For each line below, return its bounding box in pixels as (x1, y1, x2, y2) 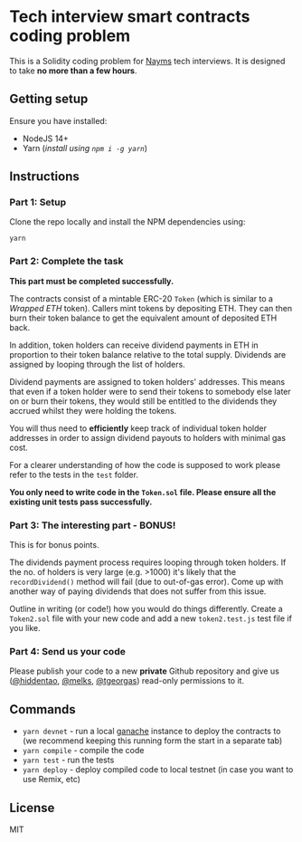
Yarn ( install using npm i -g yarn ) (22, 142, 147, 153)
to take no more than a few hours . (9, 65, 137, 76)
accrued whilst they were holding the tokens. (9, 405, 177, 416)
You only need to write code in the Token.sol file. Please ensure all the (9, 486, 277, 497)
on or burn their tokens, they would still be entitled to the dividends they (9, 396, 278, 407)
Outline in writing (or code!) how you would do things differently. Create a (9, 604, 283, 615)
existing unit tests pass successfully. (9, 496, 153, 507)
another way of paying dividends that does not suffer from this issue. (9, 586, 267, 597)
